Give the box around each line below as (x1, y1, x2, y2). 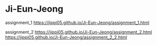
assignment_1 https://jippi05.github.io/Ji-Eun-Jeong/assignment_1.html (5, 20, 150, 25)
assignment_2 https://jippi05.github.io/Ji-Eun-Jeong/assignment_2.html (5, 29, 153, 35)
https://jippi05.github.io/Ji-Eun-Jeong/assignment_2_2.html (5, 34, 127, 40)
